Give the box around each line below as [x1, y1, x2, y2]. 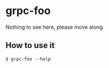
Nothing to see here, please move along [5, 23, 103, 30]
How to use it [5, 40, 55, 50]
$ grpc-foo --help [5, 56, 51, 62]
